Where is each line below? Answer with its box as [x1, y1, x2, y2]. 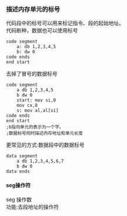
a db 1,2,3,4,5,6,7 [16, 158, 64, 164]
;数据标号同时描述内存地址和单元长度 [6, 130, 83, 136]
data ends [6, 168, 30, 174]
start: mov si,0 [16, 97, 57, 103]
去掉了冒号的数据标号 [6, 70, 57, 77]
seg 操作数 [6, 195, 32, 203]
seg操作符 [6, 181, 31, 188]
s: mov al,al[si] [16, 107, 59, 114]
